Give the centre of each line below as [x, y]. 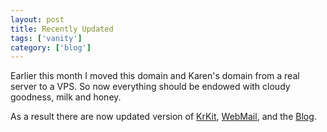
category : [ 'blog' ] [51, 47]
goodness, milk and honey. [66, 97]
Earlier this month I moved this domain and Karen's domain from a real [155, 76]
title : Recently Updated [62, 29]
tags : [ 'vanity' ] [46, 38]
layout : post [37, 19]
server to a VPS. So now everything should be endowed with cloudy [150, 87]
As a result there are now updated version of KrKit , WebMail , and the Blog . [163, 117]
